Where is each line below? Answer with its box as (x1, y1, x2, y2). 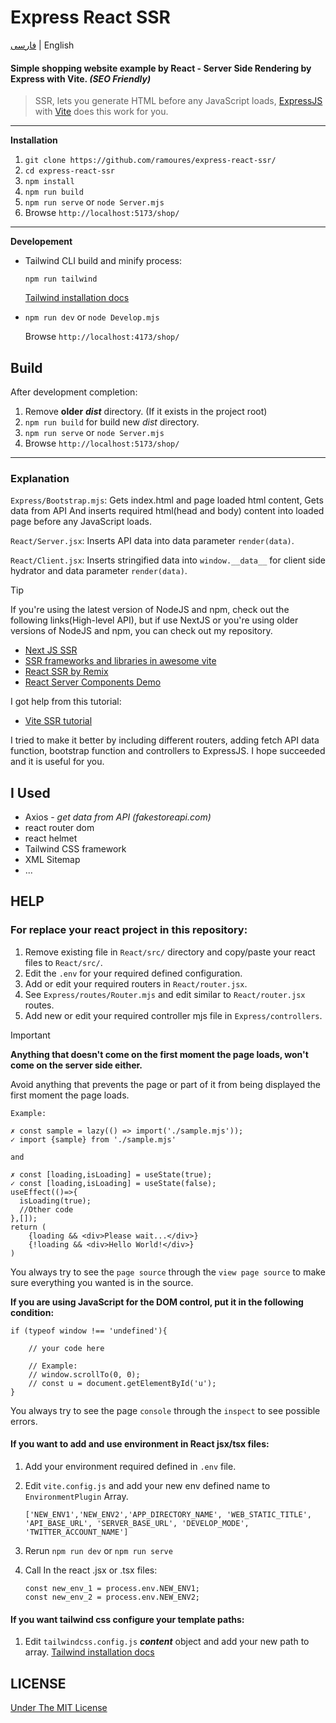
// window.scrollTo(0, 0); (28, 1369, 141, 1380)
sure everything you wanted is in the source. (10, 1276, 194, 1288)
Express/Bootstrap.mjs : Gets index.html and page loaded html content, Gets (10, 494, 324, 506)
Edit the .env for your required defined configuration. (24, 967, 243, 979)
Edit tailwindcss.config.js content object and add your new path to (24, 1636, 310, 1648)
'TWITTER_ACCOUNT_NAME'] (24, 1527, 129, 1537)
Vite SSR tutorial (24, 715, 93, 727)
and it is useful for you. (10, 756, 105, 768)
